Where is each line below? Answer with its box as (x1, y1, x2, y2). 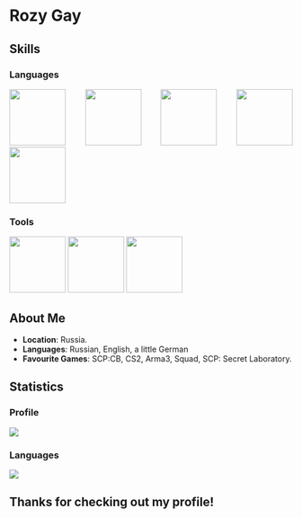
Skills (9, 41, 40, 57)
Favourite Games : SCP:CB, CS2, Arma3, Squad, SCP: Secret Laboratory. (22, 353, 292, 364)
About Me (9, 310, 66, 326)
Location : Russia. (22, 334, 88, 344)
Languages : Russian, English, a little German (22, 344, 189, 354)
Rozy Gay (9, 5, 82, 26)
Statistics (9, 380, 65, 395)
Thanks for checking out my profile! (9, 495, 214, 510)
